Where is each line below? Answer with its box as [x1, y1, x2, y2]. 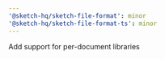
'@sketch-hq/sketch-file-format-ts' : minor [8, 19, 158, 27]
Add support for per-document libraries [8, 41, 140, 51]
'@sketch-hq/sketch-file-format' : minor [8, 11, 147, 20]
